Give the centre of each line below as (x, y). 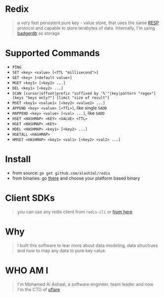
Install (18, 159)
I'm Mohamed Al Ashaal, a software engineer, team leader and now (85, 284)
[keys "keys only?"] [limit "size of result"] (61, 98)
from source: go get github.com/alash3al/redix (61, 173)
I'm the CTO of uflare (38, 289)
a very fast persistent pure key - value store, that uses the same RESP (88, 23)
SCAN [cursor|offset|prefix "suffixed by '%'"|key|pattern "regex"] (84, 93)
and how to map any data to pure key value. (62, 251)
